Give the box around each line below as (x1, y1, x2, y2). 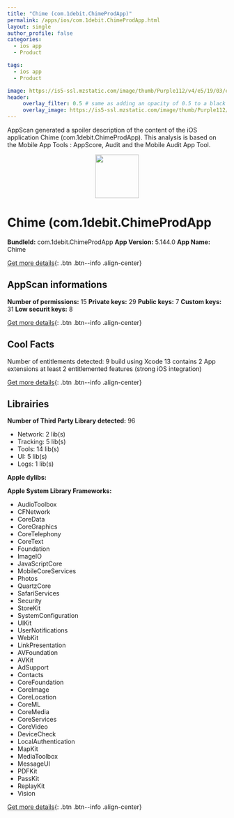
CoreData (17, 515, 45, 524)
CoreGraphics (17, 522, 58, 531)
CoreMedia (17, 708, 50, 716)
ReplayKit (17, 782, 45, 790)
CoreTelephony (17, 530, 61, 538)
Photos (17, 575, 38, 583)
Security (17, 597, 42, 605)
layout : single (7, 23, 52, 30)
